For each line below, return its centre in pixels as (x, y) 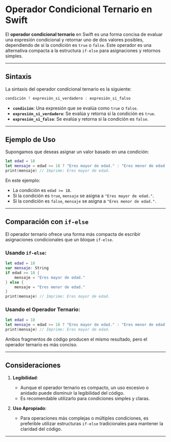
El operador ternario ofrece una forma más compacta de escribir (73, 234)
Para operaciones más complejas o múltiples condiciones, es (84, 418)
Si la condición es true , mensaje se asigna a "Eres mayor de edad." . (83, 196)
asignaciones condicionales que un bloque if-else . (59, 239)
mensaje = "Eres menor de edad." (50, 287)
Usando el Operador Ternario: (43, 310)
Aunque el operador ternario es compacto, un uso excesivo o (84, 388)
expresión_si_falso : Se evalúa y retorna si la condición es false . (80, 119)
